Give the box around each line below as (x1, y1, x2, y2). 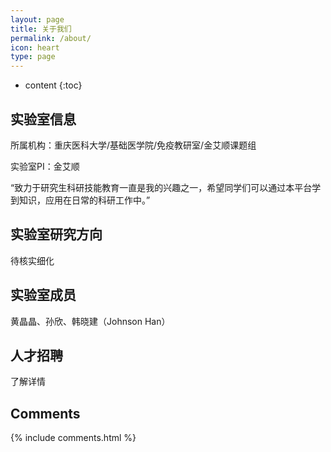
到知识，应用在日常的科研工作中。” (10, 194, 151, 206)
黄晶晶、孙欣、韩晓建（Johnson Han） (10, 315, 171, 327)
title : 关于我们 (10, 24, 72, 34)
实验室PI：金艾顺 (10, 160, 80, 172)
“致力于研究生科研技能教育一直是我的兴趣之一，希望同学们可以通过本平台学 (10, 181, 322, 193)
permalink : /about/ (10, 33, 92, 43)
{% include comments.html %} (10, 432, 137, 444)
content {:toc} (24, 79, 83, 91)
